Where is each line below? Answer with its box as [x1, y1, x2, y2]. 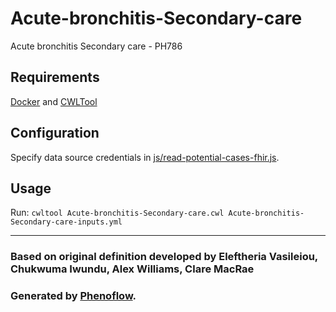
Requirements [10, 69, 100, 86]
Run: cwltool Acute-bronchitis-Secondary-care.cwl [10, 207, 225, 219]
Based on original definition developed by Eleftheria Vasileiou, [10, 250, 318, 264]
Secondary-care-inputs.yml [10, 217, 123, 227]
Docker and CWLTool [10, 95, 98, 107]
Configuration [10, 125, 100, 142]
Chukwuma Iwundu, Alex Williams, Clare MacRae [10, 262, 255, 276]
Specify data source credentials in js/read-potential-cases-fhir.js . [10, 151, 280, 163]
